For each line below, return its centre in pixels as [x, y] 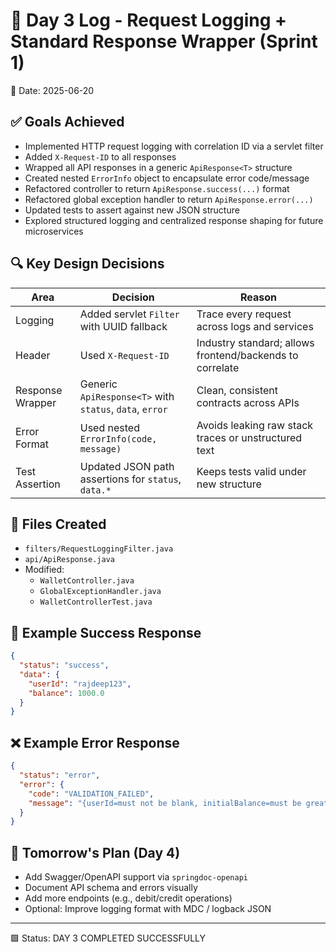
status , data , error [123, 409]
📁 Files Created [58, 524]
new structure [229, 484]
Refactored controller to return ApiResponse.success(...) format [157, 188]
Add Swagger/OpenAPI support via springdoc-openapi [136, 877]
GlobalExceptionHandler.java [100, 592]
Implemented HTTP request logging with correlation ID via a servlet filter [174, 146]
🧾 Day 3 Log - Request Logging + [149, 20]
